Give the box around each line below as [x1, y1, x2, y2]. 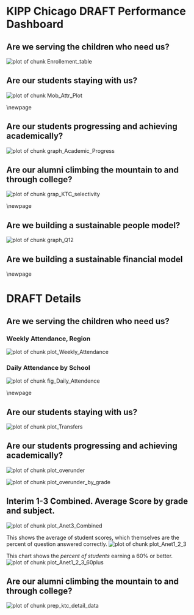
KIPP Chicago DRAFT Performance [6, 4, 186, 18]
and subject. [6, 506, 55, 516]
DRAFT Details [6, 292, 81, 306]
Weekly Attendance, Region [6, 334, 91, 343]
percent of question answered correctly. [6, 540, 108, 548]
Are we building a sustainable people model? [6, 220, 181, 230]
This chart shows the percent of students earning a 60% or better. [6, 552, 173, 559]
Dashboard [6, 17, 64, 31]
